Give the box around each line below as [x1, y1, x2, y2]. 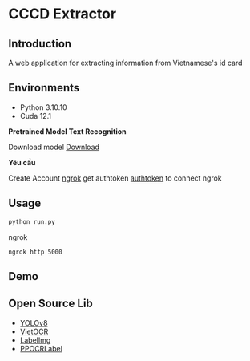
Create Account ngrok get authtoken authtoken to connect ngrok [8, 173, 222, 183]
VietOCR [19, 327, 49, 336]
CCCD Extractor [8, 5, 117, 23]
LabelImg [19, 335, 51, 345]
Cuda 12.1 [19, 111, 52, 120]
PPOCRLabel [19, 343, 62, 353]
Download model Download [8, 142, 100, 152]
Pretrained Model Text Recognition [8, 126, 127, 136]
